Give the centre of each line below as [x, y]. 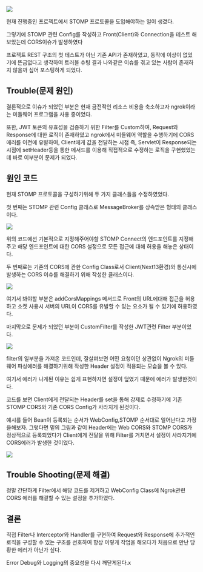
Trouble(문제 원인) [40, 91]
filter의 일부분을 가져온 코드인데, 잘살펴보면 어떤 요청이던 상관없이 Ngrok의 [95, 358]
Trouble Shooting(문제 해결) [58, 475]
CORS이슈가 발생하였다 [55, 42]
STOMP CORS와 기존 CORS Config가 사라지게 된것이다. [73, 407]
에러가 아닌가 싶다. [39, 550]
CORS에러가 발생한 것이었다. [40, 442]
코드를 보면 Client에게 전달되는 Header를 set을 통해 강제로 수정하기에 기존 [95, 399]
